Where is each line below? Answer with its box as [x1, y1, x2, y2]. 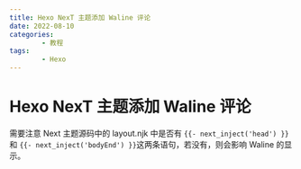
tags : [9, 47, 30, 56]
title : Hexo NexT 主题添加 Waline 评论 [9, 13, 151, 22]
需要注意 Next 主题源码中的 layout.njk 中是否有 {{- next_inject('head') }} [9, 128, 289, 138]
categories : [9, 30, 54, 39]
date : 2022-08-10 [9, 22, 75, 31]
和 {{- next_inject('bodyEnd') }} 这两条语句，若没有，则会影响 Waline [9, 138, 275, 149]
